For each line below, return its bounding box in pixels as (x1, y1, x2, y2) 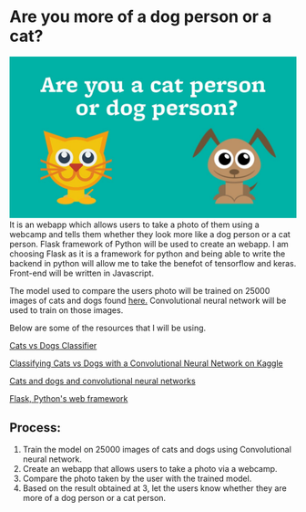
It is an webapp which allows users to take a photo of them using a (9, 219, 260, 230)
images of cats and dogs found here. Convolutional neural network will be (9, 295, 287, 307)
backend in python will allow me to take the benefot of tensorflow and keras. (9, 258, 297, 269)
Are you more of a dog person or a (9, 6, 272, 27)
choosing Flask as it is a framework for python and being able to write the (9, 248, 286, 259)
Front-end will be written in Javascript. (9, 267, 155, 279)
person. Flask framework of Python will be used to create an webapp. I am (9, 239, 289, 250)
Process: (9, 420, 61, 435)
